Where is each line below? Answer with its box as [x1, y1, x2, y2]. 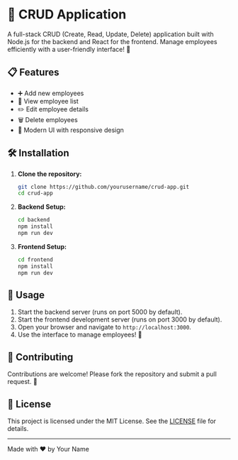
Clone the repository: [17, 170, 82, 178]
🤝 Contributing [7, 351, 74, 363]
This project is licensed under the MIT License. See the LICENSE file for [7, 417, 217, 425]
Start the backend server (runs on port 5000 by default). [17, 308, 183, 317]
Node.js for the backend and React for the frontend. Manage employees [7, 37, 217, 45]
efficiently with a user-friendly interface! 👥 [7, 45, 131, 53]
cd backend [17, 217, 50, 224]
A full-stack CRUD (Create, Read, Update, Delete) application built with [7, 30, 214, 38]
